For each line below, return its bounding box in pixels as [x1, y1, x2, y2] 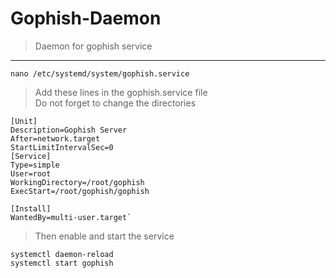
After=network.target [10, 133, 101, 144]
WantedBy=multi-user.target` [10, 212, 132, 222]
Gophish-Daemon [10, 7, 162, 30]
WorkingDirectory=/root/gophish [10, 177, 145, 187]
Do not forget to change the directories [34, 97, 197, 109]
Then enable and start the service [34, 230, 175, 242]
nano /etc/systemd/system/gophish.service [10, 68, 190, 79]
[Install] [10, 203, 52, 214]
